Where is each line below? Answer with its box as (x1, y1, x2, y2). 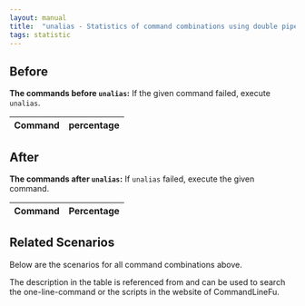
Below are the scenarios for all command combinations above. (9, 259, 242, 270)
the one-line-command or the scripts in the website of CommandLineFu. (9, 286, 280, 297)
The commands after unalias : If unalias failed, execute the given (9, 173, 255, 184)
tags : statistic (9, 30, 71, 39)
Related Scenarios (9, 235, 115, 251)
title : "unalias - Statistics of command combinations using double (9, 22, 279, 31)
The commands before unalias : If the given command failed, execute (9, 88, 271, 99)
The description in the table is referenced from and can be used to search (9, 276, 286, 287)
